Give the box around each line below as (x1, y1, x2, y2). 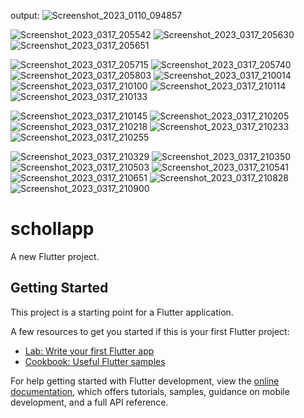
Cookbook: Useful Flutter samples (24, 355, 166, 367)
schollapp (10, 218, 95, 240)
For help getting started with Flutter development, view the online (10, 375, 280, 387)
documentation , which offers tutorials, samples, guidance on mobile (10, 385, 290, 397)
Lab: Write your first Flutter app (24, 345, 155, 357)
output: (10, 10, 40, 21)
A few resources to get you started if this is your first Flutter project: (10, 325, 290, 337)
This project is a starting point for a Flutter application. (10, 306, 234, 318)
